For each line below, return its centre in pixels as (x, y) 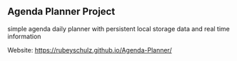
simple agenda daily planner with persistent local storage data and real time (118, 28)
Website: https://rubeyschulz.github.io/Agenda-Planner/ (90, 50)
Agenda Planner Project (61, 12)
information (24, 36)
